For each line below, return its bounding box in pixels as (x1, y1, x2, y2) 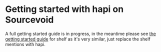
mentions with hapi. (5, 41, 46, 47)
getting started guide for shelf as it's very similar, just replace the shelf (5, 36, 151, 42)
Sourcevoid (5, 14, 54, 25)
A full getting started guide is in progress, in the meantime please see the (5, 30, 156, 36)
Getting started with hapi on (5, 3, 124, 15)
